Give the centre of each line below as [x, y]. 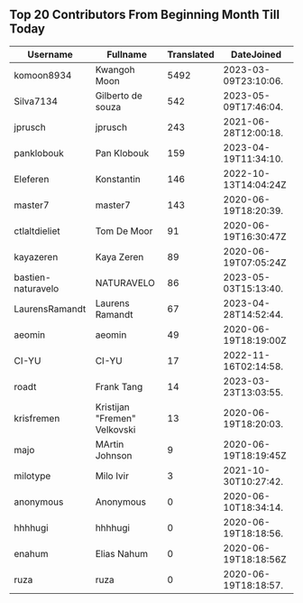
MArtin [110, 444]
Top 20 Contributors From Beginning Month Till [145, 15]
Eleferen [32, 179]
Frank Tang [119, 386]
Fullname [127, 54]
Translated [191, 54]
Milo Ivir [112, 476]
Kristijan [113, 407]
